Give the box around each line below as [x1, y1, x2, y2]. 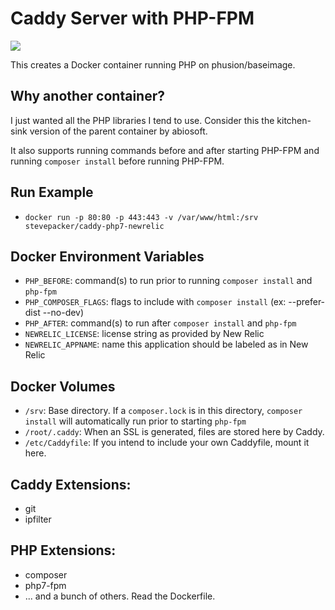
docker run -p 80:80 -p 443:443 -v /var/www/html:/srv [24, 212, 259, 222]
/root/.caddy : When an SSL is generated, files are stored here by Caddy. [24, 426, 325, 438]
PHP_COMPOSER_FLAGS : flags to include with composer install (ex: [24, 296, 287, 308]
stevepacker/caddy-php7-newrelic [24, 221, 165, 231]
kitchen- [276, 114, 312, 126]
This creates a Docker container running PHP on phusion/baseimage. [10, 58, 296, 71]
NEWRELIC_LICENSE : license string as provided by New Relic [24, 328, 265, 340]
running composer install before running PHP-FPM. [10, 155, 225, 167]
